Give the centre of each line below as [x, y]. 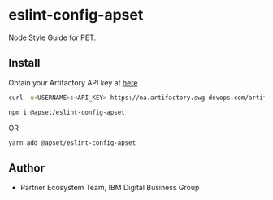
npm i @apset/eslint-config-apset [67, 112]
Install [24, 63]
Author [26, 168]
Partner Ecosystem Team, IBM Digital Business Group [110, 188]
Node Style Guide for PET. [52, 37]
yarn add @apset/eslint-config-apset [72, 143]
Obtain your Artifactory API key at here [73, 82]
